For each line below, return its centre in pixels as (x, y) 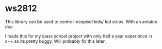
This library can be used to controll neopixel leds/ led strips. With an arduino (81, 22)
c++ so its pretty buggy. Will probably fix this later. (55, 41)
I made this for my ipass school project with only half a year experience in (79, 36)
